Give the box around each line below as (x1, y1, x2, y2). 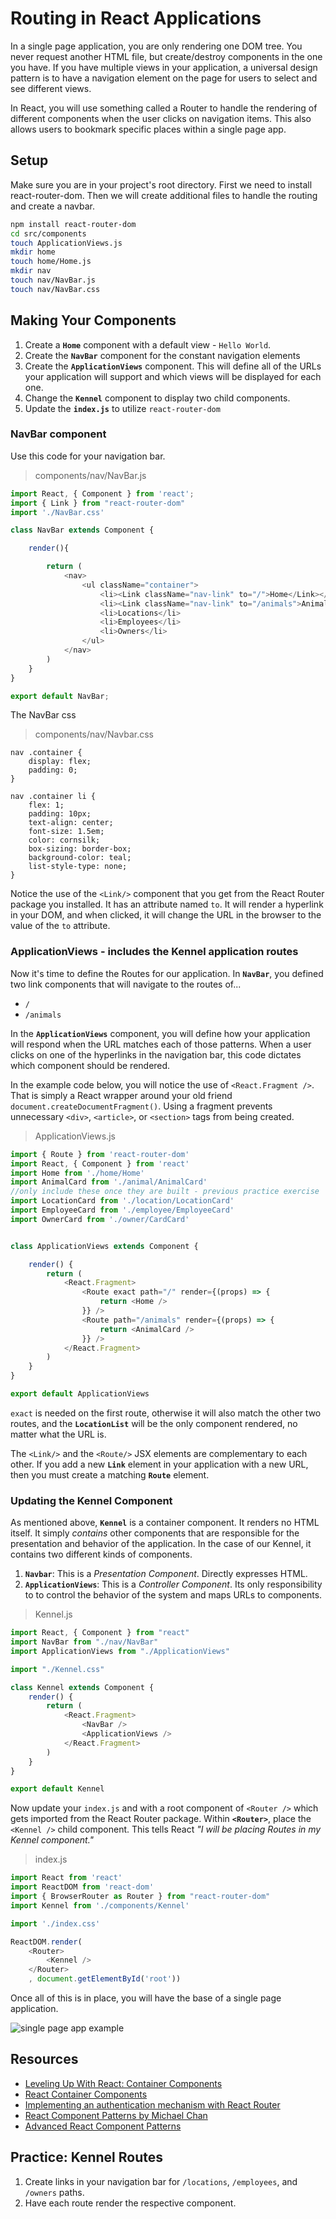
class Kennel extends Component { (10, 1682, 155, 1692)
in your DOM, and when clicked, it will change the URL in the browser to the (10, 909, 322, 921)
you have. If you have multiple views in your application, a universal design (10, 61, 318, 73)
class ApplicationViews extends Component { (10, 1241, 199, 1251)
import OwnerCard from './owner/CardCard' (10, 1214, 190, 1224)
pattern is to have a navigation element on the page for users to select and (10, 72, 318, 84)
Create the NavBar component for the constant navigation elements (24, 349, 301, 361)
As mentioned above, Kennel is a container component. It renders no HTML (10, 1517, 320, 1529)
